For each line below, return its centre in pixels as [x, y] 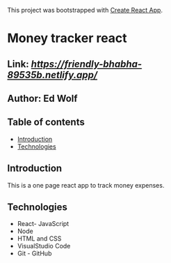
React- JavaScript [43, 224]
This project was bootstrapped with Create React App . [85, 10]
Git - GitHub [34, 253]
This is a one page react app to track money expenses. [86, 185]
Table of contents [46, 122]
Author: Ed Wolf [42, 98]
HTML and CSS [39, 239]
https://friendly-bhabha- [87, 64]
